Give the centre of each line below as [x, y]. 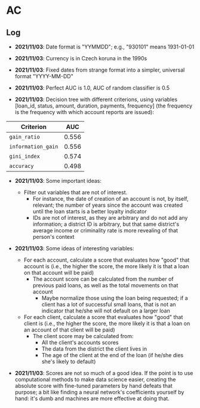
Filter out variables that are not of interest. [76, 192]
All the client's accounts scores [80, 342]
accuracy [21, 166]
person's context [53, 237]
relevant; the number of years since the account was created [108, 205]
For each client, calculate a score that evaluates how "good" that [103, 317]
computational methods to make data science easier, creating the [95, 379]
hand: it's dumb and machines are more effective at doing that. [92, 398]
